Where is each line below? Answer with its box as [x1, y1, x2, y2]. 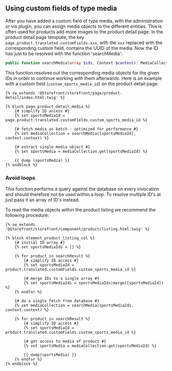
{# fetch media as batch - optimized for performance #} [14, 126, 139, 131]
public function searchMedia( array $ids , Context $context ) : [5, 60, 139, 66]
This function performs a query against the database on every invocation [5, 186, 160, 192]
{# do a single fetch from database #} [14, 298, 100, 303]
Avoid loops [5, 174, 36, 181]
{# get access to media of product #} [24, 339, 106, 344]
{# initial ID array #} [14, 240, 66, 245]
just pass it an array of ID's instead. [5, 197, 80, 203]
